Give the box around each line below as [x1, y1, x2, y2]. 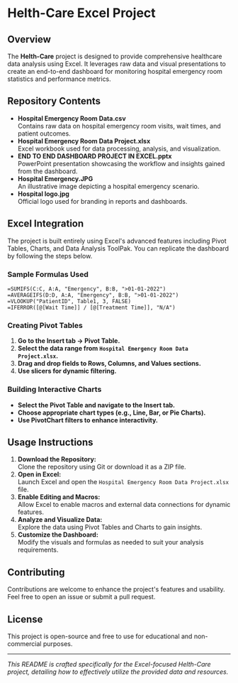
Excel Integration [7, 218, 84, 230]
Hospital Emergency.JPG [17, 174, 93, 182]
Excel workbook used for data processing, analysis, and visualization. [17, 144, 221, 153]
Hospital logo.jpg [17, 190, 69, 198]
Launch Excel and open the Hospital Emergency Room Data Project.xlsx [17, 478, 229, 486]
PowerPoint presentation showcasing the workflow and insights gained [17, 159, 225, 168]
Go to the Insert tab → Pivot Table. [17, 337, 120, 345]
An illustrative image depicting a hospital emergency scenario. [17, 182, 200, 190]
